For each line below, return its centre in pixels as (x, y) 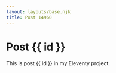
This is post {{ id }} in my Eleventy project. (58, 63)
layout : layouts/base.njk (38, 12)
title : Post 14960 (29, 17)
